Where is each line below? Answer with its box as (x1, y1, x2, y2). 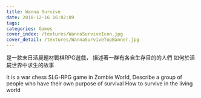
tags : (6, 20, 20, 26)
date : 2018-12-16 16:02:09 (6, 14, 74, 20)
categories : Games (6, 25, 53, 32)
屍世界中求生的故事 (6, 61, 54, 69)
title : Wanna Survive (6, 8, 61, 15)
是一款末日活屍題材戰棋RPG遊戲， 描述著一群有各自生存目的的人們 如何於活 (6, 54, 196, 61)
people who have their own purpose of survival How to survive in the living (6, 80, 193, 87)
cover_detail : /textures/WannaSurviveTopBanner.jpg (6, 37, 139, 43)
